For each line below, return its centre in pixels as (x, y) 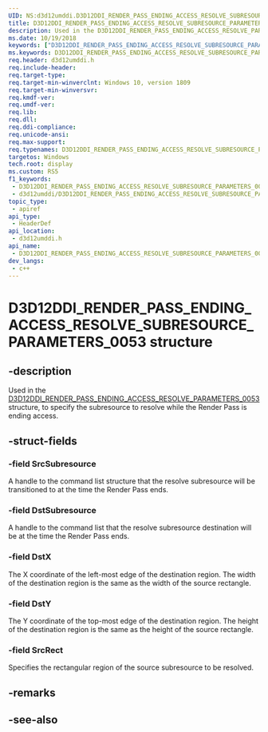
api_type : (25, 217)
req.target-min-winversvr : (53, 90)
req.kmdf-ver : (32, 97)
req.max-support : (37, 142)
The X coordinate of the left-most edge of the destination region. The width (132, 574)
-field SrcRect (36, 650)
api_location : (32, 231)
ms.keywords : (30, 53)
